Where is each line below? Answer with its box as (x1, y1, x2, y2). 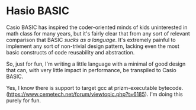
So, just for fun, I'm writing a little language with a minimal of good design (6, 60, 186, 67)
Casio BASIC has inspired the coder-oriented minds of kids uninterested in (6, 24, 188, 31)
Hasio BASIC (6, 4, 70, 18)
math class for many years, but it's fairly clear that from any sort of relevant (6, 30, 191, 37)
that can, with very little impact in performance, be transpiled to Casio (6, 66, 176, 73)
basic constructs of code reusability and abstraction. (6, 48, 135, 56)
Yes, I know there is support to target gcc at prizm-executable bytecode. (6, 84, 184, 91)
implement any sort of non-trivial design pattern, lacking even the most (6, 43, 179, 50)
